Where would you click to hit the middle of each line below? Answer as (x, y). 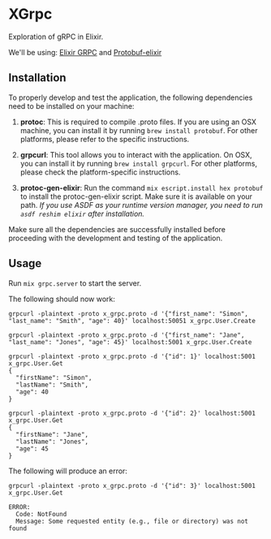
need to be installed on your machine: (71, 106)
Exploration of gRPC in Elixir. (56, 37)
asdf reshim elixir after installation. (82, 213)
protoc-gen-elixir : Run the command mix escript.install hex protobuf (142, 188)
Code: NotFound (41, 514)
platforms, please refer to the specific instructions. (105, 139)
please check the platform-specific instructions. (100, 172)
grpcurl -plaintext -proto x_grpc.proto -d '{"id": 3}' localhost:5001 (132, 485)
